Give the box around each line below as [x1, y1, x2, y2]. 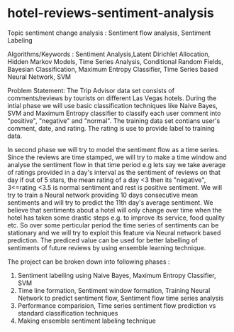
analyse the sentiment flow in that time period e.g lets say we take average [7, 160, 225, 168]
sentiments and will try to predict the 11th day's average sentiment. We [7, 198, 213, 207]
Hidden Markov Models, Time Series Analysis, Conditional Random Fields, [7, 57, 223, 65]
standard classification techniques [17, 309, 118, 317]
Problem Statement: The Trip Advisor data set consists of [7, 86, 175, 95]
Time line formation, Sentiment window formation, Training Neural [17, 286, 211, 294]
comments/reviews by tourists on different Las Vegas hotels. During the [7, 94, 217, 102]
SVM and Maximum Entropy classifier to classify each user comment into [7, 109, 221, 117]
